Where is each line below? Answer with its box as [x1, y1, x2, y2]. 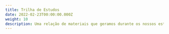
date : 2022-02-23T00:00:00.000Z [5, 12, 73, 17]
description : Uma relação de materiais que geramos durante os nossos [5, 21, 156, 26]
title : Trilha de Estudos [5, 7, 59, 12]
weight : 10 [5, 16, 28, 21]
